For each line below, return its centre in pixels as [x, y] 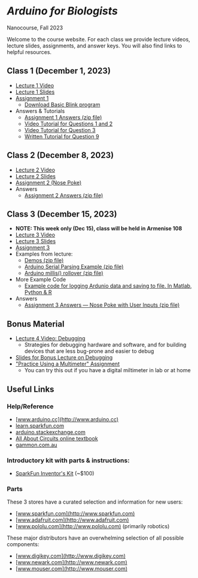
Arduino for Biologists [63, 11]
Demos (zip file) [44, 260]
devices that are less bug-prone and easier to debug [89, 351]
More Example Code [41, 280]
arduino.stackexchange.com [50, 432]
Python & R [38, 292]
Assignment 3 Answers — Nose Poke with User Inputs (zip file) [102, 305]
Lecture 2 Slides [36, 176]
